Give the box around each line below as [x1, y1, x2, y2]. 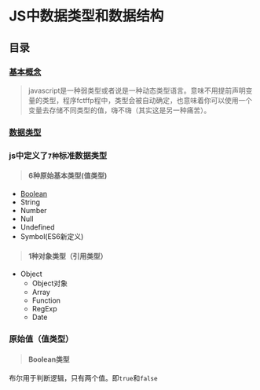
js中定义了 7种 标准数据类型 [9, 150, 108, 161]
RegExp [31, 304, 57, 314]
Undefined [20, 222, 55, 232]
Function [31, 296, 61, 305]
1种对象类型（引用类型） [27, 251, 108, 260]
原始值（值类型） [9, 333, 74, 344]
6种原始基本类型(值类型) [27, 171, 108, 181]
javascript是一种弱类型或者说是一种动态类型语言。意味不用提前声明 [27, 86, 246, 95]
